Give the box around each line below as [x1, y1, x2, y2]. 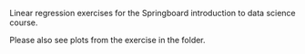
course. [9, 17, 38, 28]
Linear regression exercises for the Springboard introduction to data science [9, 8, 296, 18]
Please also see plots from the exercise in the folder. [9, 35, 207, 45]
